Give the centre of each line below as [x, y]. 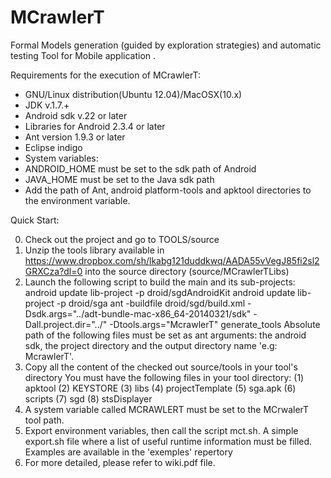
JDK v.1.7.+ [47, 105]
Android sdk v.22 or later [76, 115]
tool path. [44, 420]
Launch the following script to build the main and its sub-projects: [160, 282]
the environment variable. [77, 200]
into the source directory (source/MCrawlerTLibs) [187, 271]
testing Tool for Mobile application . [83, 55]
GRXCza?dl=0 [53, 271]
